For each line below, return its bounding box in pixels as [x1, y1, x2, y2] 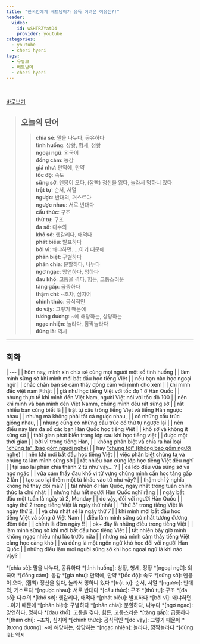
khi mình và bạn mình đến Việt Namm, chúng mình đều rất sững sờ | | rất [6, 400, 185, 407]
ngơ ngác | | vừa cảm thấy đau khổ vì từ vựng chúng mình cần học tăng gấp [6, 470, 192, 477]
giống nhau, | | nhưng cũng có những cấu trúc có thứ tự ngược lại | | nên [6, 419, 183, 426]
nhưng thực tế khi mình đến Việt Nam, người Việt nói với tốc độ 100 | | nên [6, 393, 187, 401]
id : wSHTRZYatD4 [17, 25, 58, 32]
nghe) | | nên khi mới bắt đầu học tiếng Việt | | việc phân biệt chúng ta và [6, 451, 185, 458]
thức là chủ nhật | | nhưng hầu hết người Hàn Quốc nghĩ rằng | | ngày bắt [6, 489, 185, 496]
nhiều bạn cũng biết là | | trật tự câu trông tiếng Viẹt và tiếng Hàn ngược [6, 406, 183, 414]
